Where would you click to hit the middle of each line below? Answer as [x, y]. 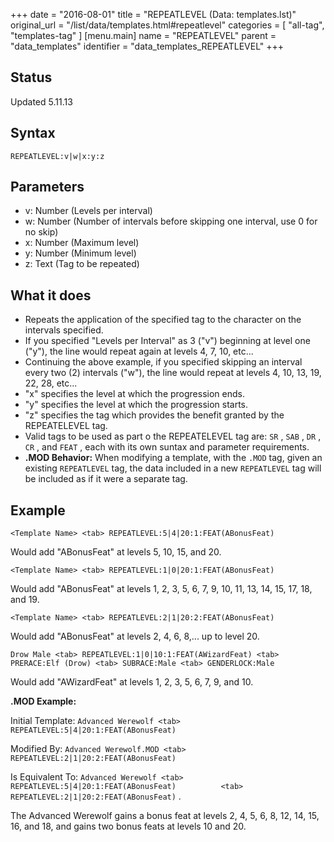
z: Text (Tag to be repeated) [82, 264]
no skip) [41, 232]
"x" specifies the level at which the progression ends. [134, 394]
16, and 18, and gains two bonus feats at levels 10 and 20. [128, 826]
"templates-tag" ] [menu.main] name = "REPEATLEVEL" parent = [143, 35]
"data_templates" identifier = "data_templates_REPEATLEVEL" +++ [147, 46]
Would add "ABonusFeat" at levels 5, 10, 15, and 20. [116, 552]
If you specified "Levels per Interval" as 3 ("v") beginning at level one [167, 341]
